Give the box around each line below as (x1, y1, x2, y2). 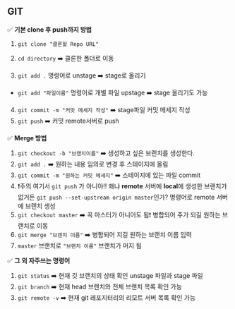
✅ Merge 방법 (7, 133, 47, 142)
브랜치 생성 (25, 201, 56, 210)
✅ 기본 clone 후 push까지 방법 (7, 25, 92, 34)
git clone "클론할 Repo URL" (17, 40, 99, 48)
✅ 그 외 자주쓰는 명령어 (7, 256, 71, 265)
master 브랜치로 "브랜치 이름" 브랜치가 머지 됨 (17, 241, 143, 250)
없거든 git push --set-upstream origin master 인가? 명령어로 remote (17, 193, 215, 201)
